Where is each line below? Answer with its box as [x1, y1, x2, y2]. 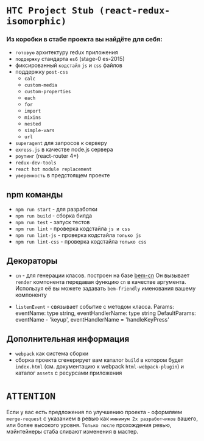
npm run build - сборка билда [15, 212, 93, 219]
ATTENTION [6, 390, 56, 402]
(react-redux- [99, 5, 171, 16]
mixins [24, 115, 41, 121]
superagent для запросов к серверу [15, 139, 108, 147]
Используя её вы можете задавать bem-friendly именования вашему [15, 285, 196, 292]
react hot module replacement [15, 166, 93, 172]
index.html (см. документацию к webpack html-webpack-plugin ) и [15, 362, 185, 370]
